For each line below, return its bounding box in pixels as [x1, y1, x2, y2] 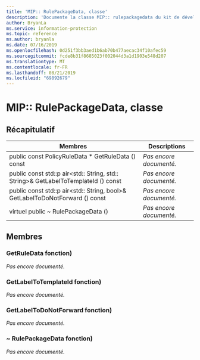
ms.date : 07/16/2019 [6, 42, 58, 48]
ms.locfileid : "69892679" [6, 75, 70, 81]
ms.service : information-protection [6, 25, 97, 32]
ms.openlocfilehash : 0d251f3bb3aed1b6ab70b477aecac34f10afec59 [6, 48, 167, 54]
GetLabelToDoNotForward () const [9, 194, 106, 203]
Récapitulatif [6, 125, 55, 135]
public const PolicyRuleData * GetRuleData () [9, 153, 136, 161]
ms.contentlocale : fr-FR [6, 64, 68, 70]
